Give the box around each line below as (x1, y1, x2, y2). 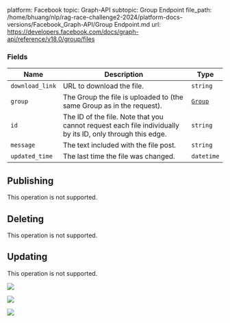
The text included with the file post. (62, 141, 177, 150)
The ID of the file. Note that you (62, 112, 164, 122)
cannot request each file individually (62, 121, 179, 130)
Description (104, 70, 144, 80)
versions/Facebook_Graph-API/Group (7, 21, 113, 28)
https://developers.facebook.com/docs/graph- (7, 27, 139, 36)
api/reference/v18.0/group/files (7, 35, 95, 43)
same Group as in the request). (62, 101, 162, 110)
